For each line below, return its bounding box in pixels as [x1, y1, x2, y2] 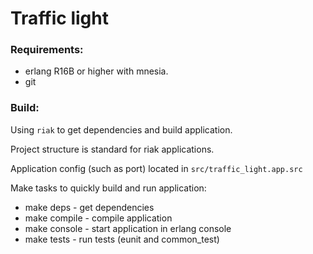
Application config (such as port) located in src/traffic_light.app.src [10, 162, 303, 174]
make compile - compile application [24, 212, 173, 224]
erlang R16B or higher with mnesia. [24, 65, 169, 77]
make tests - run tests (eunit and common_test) [24, 233, 220, 245]
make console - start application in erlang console [24, 222, 232, 234]
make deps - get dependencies [24, 201, 155, 213]
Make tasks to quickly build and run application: [10, 182, 207, 194]
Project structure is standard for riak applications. [10, 143, 215, 155]
